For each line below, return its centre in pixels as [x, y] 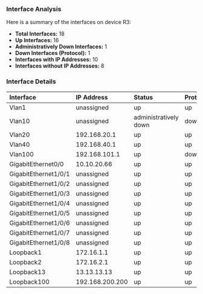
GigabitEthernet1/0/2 [40, 184]
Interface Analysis [34, 9]
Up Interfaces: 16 [37, 40]
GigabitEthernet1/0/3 [40, 193]
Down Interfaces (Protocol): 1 [53, 53]
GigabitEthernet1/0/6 [40, 223]
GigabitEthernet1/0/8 [40, 242]
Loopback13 [27, 272]
